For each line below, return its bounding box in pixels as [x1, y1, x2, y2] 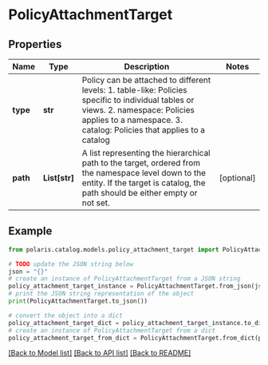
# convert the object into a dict [8, 311, 124, 319]
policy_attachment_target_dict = [8, 319, 120, 327]
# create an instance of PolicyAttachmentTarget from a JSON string [8, 275, 241, 283]
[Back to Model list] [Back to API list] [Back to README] [8, 348, 191, 358]
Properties [8, 38, 62, 51]
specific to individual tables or [81, 94, 195, 105]
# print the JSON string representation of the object [8, 290, 195, 298]
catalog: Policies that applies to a [81, 125, 206, 135]
